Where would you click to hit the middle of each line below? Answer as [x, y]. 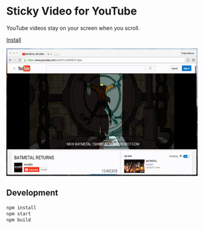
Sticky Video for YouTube [72, 11]
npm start [19, 214]
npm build [19, 220]
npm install [21, 208]
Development [32, 193]
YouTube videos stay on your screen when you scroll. [73, 28]
